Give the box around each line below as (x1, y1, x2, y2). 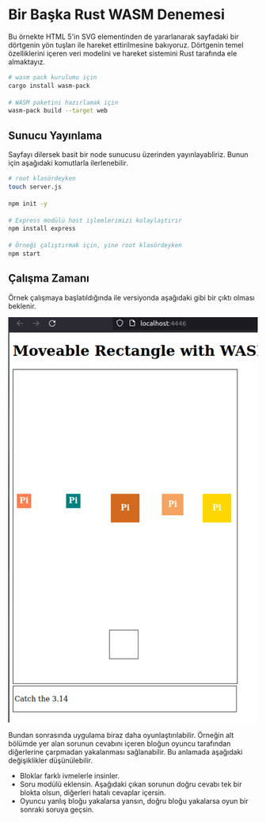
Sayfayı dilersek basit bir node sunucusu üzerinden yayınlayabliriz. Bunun (8, 150, 249, 159)
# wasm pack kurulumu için (8, 73, 97, 81)
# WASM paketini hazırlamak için (8, 98, 119, 106)
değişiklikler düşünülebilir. (8, 755, 93, 765)
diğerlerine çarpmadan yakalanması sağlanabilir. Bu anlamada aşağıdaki (8, 747, 243, 756)
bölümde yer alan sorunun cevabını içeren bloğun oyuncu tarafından (8, 739, 231, 748)
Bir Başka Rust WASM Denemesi (8, 6, 226, 24)
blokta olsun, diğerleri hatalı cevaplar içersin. (19, 787, 166, 797)
